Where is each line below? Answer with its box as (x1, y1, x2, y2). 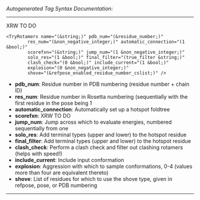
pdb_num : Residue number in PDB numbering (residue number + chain (14, 80, 189, 87)
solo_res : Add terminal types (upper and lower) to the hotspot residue (14, 131, 187, 138)
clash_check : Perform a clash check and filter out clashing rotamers (14, 144, 183, 151)
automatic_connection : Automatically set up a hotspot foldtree (14, 106, 170, 112)
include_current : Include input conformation (14, 157, 124, 163)
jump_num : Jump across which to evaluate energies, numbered (14, 118, 172, 126)
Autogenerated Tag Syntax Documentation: (6, 5, 113, 12)
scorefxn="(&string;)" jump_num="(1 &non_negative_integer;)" (27, 49, 185, 55)
